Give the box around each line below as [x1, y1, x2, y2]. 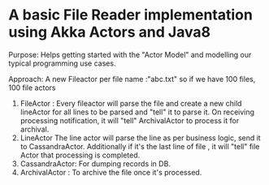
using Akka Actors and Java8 [8, 23, 211, 41]
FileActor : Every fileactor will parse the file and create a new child [20, 98, 242, 108]
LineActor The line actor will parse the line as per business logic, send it [20, 132, 262, 143]
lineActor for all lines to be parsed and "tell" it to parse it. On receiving [20, 107, 254, 117]
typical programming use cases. [8, 58, 116, 68]
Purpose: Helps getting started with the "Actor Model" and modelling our [8, 49, 252, 59]
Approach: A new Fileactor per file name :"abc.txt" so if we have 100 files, [8, 74, 256, 84]
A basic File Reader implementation [8, 6, 254, 24]
